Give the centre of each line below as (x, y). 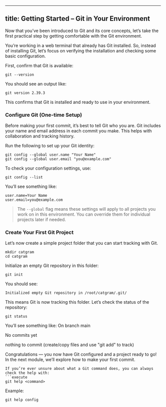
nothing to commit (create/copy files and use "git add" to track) (70, 345)
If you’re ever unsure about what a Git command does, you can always (79, 369)
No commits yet (21, 335)
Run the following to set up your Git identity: (50, 146)
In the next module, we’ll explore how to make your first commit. (70, 360)
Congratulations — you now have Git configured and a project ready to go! (81, 355)
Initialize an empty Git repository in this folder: (52, 266)
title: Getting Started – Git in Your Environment (78, 19)
